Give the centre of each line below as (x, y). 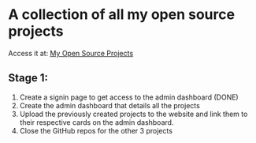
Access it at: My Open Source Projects (71, 53)
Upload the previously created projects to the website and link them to (134, 114)
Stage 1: (28, 78)
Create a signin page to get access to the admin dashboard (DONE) (129, 97)
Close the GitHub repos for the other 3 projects (96, 130)
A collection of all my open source (121, 15)
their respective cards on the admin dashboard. (96, 122)
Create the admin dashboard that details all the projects (110, 105)
